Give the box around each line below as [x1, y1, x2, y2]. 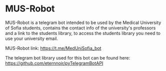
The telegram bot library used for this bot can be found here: [5, 54, 130, 60]
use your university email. [5, 35, 58, 41]
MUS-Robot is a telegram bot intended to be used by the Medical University [5, 19, 161, 25]
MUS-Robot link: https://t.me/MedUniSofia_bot [5, 45, 101, 51]
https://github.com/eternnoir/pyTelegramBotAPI [5, 60, 103, 66]
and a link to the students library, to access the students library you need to [5, 30, 161, 36]
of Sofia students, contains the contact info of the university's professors [5, 24, 156, 30]
